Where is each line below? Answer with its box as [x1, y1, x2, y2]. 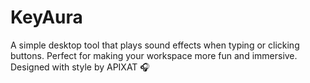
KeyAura [10, 6, 83, 29]
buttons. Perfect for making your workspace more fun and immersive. [10, 49, 298, 61]
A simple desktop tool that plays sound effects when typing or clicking [10, 39, 300, 51]
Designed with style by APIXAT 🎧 [10, 61, 150, 73]
